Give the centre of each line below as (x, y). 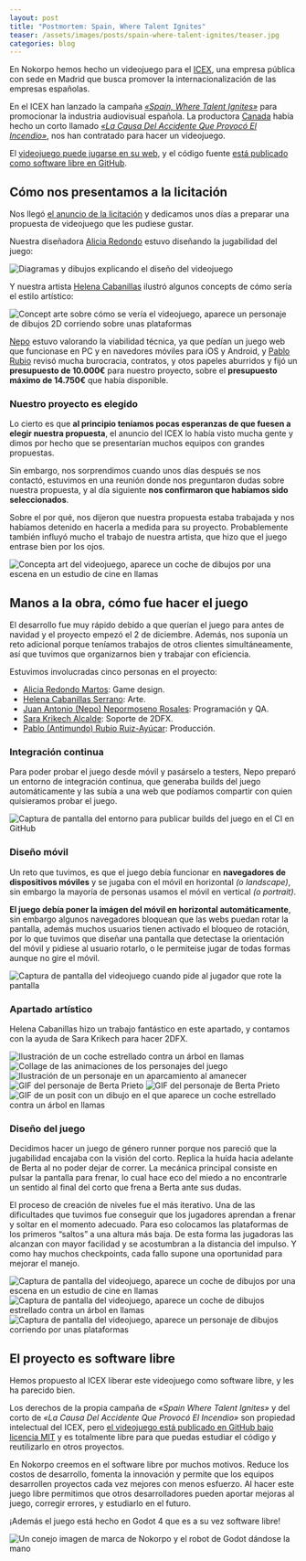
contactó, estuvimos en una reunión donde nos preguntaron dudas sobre (147, 480)
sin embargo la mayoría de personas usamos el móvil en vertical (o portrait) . (153, 892)
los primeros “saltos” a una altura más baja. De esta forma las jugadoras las (152, 1235)
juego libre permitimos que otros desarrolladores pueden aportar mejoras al (152, 1494)
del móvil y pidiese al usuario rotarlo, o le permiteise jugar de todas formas (150, 948)
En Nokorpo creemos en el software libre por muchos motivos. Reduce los (149, 1465)
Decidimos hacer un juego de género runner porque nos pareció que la (143, 1149)
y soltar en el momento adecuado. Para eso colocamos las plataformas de (149, 1224)
